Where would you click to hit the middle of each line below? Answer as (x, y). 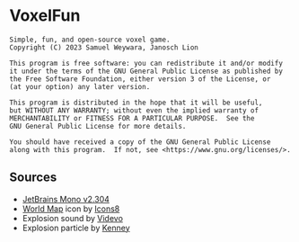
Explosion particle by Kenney (76, 228)
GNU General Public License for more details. (98, 126)
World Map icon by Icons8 (71, 209)
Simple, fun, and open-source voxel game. (90, 40)
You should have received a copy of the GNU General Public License (140, 142)
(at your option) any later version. (80, 86)
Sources (33, 178)
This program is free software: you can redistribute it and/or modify (146, 63)
